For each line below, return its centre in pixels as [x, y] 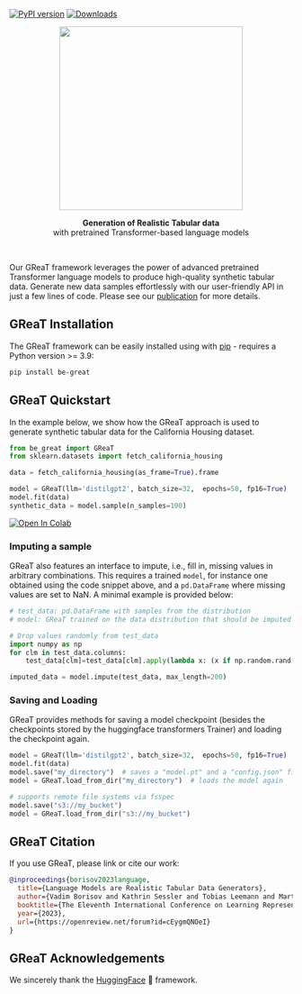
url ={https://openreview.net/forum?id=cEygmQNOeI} [114, 922]
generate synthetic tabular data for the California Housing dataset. [132, 432]
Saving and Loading [53, 700]
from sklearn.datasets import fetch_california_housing [116, 456]
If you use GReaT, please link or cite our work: [94, 863]
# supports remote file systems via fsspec [92, 797]
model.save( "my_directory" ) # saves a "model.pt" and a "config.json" [146, 772]
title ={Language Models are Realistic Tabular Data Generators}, [142, 889]
